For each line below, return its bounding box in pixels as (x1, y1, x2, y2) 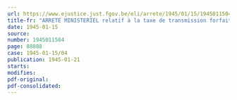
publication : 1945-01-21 (7, 56, 80, 63)
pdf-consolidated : (7, 82, 61, 89)
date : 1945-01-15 (7, 23, 59, 30)
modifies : (7, 69, 37, 76)
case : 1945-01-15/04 (7, 50, 68, 57)
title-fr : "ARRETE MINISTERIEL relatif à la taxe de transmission (7, 17, 207, 24)
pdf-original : (7, 75, 49, 83)
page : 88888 (7, 43, 42, 50)
